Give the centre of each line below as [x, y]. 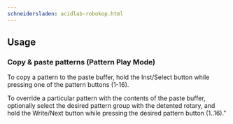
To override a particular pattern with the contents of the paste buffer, [106, 98]
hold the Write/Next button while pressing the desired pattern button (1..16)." [117, 113]
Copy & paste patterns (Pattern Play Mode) [82, 62]
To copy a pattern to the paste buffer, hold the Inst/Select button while [108, 77]
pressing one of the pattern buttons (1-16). [68, 85]
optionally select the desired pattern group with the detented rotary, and [111, 106]
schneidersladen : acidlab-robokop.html [65, 14]
